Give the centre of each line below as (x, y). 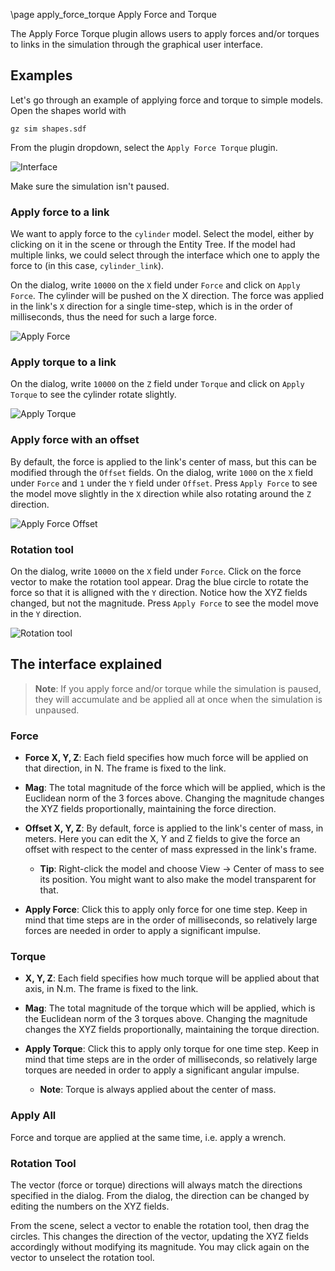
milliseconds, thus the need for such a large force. (113, 317)
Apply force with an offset (75, 440)
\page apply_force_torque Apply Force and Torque (113, 14)
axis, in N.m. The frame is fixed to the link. (111, 989)
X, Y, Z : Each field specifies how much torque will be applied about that (172, 978)
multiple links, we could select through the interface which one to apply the (165, 255)
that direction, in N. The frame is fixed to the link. (125, 768)
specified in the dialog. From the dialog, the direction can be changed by (160, 1195)
